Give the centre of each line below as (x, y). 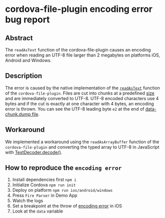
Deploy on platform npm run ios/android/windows (62, 190)
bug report (27, 20)
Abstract (19, 38)
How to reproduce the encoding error (64, 168)
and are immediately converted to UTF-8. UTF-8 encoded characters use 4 (82, 98)
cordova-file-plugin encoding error (79, 9)
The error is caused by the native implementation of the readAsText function (82, 88)
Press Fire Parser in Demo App (45, 195)
